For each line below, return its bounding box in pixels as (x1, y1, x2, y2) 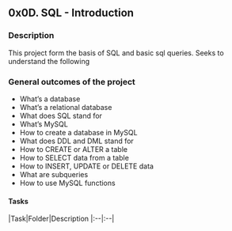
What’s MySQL (19, 119, 69, 129)
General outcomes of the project (8, 76, 136, 87)
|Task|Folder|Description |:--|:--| (8, 214, 115, 224)
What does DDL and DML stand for (19, 136, 135, 146)
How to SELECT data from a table (19, 153, 129, 162)
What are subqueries (19, 169, 89, 179)
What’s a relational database (19, 102, 112, 112)
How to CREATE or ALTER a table (19, 144, 128, 153)
